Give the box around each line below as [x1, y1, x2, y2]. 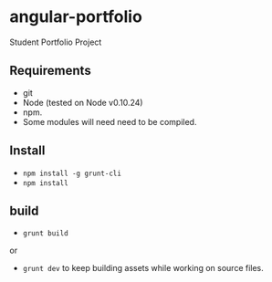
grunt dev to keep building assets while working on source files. [22, 263, 265, 274]
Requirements [9, 63, 91, 78]
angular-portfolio [9, 6, 143, 27]
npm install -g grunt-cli [22, 169, 121, 178]
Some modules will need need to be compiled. [22, 116, 197, 127]
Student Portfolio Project [9, 37, 102, 47]
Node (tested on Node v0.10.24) [22, 97, 143, 108]
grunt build [22, 229, 68, 238]
